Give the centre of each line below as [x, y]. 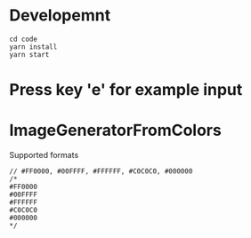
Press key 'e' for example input [126, 90]
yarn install [33, 47]
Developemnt [60, 16]
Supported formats [44, 155]
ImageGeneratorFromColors [116, 131]
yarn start [29, 54]
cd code [24, 39]
